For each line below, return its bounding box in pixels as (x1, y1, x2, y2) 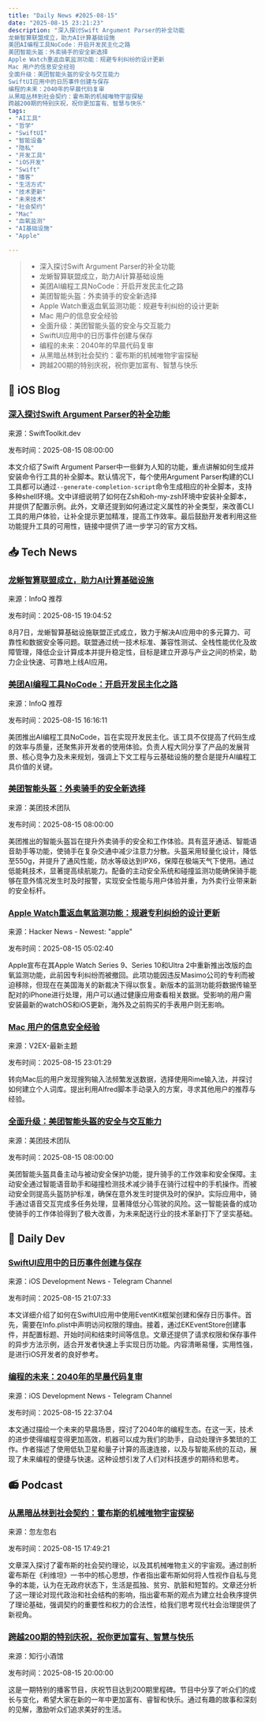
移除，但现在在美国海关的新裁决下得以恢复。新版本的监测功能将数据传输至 (14, 981, 257, 990)
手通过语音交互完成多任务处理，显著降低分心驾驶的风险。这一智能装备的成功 (8, 1199, 257, 1208)
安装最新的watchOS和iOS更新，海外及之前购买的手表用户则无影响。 (8, 1000, 229, 1010)
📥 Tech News (8, 545, 77, 559)
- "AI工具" (8, 115, 42, 122)
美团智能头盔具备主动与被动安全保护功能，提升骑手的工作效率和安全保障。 (8, 1169, 250, 1178)
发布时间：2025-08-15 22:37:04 (8, 1407, 113, 1417)
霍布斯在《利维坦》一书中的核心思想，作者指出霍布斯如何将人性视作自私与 (8, 1570, 250, 1580)
